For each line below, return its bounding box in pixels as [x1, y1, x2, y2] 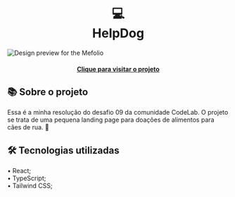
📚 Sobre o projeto [7, 86, 89, 98]
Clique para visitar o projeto [77, 65, 160, 73]
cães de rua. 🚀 [7, 123, 49, 132]
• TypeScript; [7, 174, 46, 183]
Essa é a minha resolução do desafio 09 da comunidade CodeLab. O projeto [7, 108, 229, 117]
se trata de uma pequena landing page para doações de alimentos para [7, 115, 215, 124]
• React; [7, 167, 32, 175]
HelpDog [92, 25, 144, 42]
